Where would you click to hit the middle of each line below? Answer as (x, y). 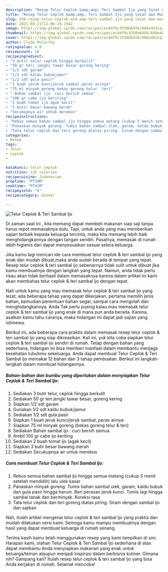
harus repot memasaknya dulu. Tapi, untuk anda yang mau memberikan (79, 229)
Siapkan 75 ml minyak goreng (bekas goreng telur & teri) (71, 425)
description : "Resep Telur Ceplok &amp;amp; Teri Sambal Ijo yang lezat (83, 10)
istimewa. (15, 322)
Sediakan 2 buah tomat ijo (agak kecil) (52, 441)
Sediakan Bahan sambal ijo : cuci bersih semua (61, 431)
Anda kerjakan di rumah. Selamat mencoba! (50, 564)
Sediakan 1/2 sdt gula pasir (41, 415)
